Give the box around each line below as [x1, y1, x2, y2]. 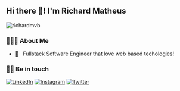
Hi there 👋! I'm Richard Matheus [6, 6, 126, 16]
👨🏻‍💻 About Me [6, 36, 49, 45]
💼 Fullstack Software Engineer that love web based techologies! [14, 50, 175, 57]
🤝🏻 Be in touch [6, 65, 49, 73]
